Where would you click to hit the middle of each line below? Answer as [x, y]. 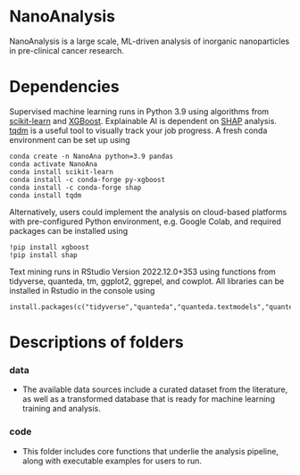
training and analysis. [61, 409]
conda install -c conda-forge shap [75, 187]
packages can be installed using [68, 230]
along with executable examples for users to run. [112, 461]
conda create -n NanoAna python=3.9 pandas [92, 156]
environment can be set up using [70, 139]
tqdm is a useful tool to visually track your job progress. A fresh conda [138, 130]
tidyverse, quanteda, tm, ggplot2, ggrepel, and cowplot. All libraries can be [147, 281]
